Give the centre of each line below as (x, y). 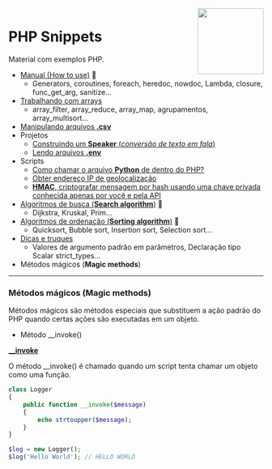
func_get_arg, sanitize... (72, 92)
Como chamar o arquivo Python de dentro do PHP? (118, 169)
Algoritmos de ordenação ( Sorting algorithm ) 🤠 (100, 221)
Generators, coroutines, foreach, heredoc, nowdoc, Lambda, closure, (147, 83)
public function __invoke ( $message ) (85, 404)
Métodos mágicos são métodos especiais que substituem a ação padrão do (135, 310)
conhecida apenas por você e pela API (97, 195)
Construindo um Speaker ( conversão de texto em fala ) (124, 143)
